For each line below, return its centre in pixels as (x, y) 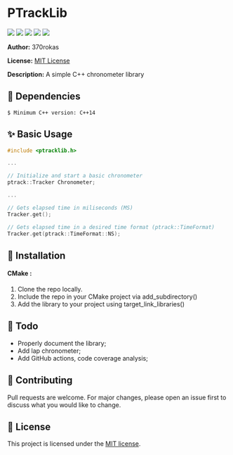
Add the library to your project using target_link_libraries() (101, 304)
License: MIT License (39, 61)
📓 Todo (23, 326)
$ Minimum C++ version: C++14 (52, 113)
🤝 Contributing (40, 381)
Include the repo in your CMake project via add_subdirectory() (107, 297)
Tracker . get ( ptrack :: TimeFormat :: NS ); (64, 234)
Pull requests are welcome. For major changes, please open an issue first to (117, 397)
